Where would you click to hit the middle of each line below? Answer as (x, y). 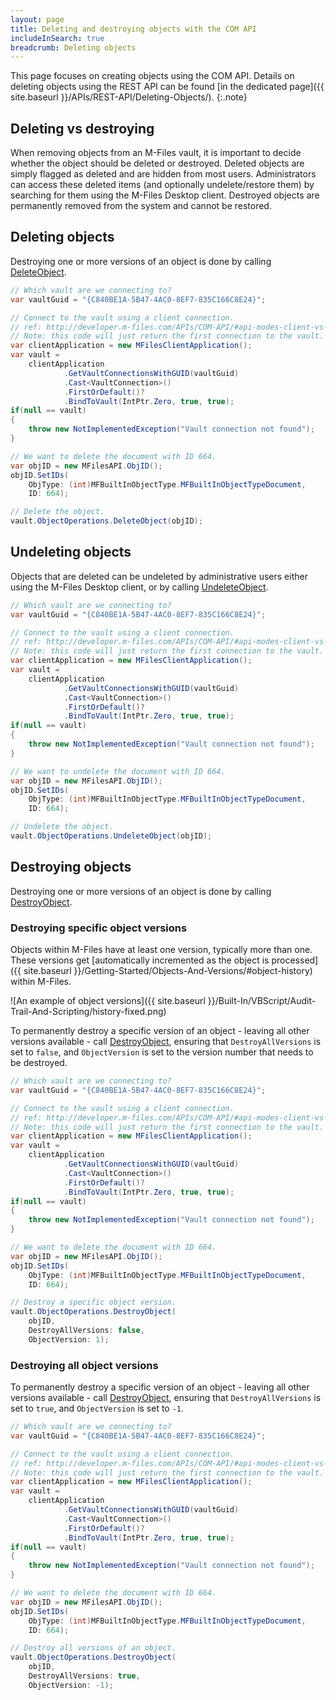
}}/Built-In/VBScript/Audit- (262, 1001)
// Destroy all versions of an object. (93, 1648)
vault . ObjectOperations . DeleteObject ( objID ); (106, 521)
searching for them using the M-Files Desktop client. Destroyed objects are (165, 195)
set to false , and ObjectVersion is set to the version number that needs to (162, 1052)
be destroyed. (39, 1063)
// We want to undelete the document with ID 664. (118, 771)
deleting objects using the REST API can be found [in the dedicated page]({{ (167, 87)
